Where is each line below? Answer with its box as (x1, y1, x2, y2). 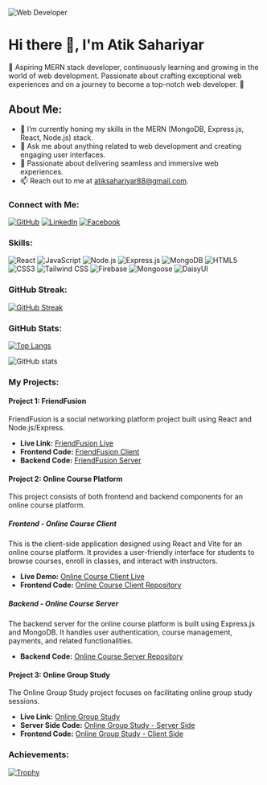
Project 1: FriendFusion (8, 397, 87, 406)
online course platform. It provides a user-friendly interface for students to (8, 548, 255, 557)
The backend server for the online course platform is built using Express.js (8, 619, 256, 629)
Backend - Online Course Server (8, 598, 119, 608)
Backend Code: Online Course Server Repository (19, 651, 183, 661)
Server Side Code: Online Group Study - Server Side (19, 721, 195, 730)
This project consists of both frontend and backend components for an (8, 491, 244, 502)
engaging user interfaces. (19, 150, 106, 159)
